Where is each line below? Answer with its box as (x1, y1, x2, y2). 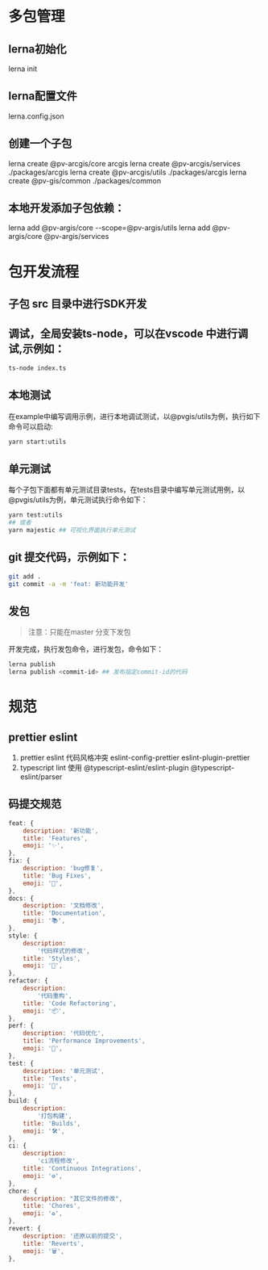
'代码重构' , (37, 991, 72, 1000)
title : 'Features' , (23, 834, 89, 842)
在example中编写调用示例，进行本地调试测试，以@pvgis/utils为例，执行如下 (8, 411, 261, 421)
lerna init (8, 64, 38, 73)
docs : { (8, 894, 35, 903)
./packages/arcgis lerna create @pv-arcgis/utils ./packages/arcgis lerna (8, 167, 247, 177)
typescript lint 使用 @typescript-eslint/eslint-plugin (19, 762, 189, 772)
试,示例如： (8, 342, 66, 356)
